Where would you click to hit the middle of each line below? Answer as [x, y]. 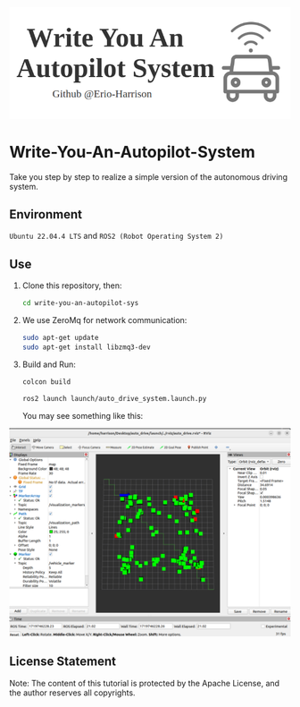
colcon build [46, 382]
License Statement [62, 662]
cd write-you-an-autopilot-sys [80, 303]
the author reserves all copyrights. [72, 693]
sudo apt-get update [60, 338]
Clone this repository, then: [72, 285]
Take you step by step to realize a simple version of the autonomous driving [149, 176]
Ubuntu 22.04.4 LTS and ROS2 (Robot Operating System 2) [117, 236]
